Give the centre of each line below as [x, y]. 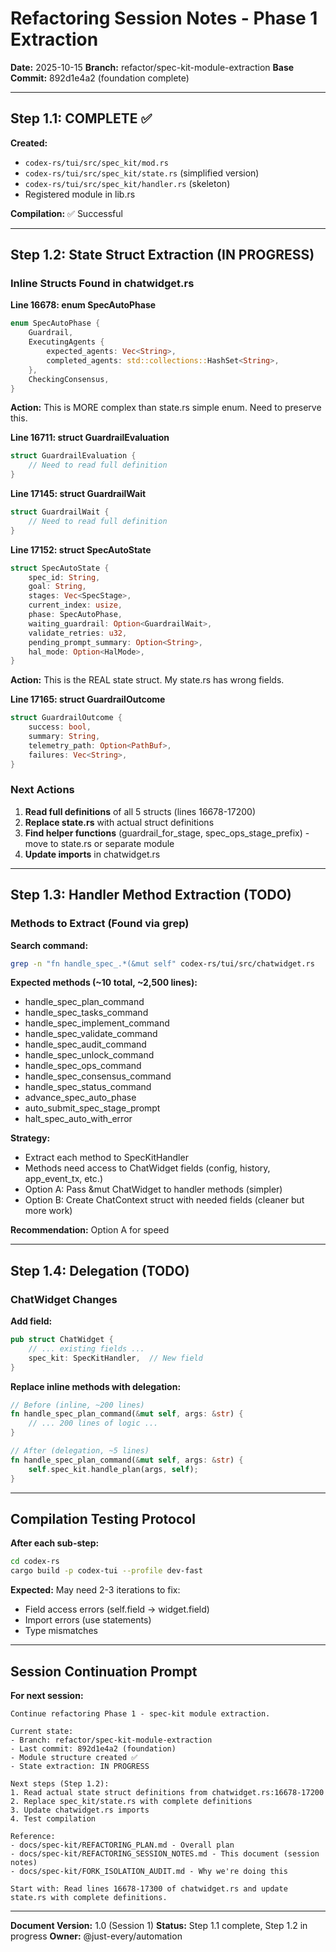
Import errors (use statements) [88, 1620]
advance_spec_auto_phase [80, 1098]
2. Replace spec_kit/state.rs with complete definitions [131, 1801]
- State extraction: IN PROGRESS [80, 1766]
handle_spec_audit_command [85, 1044]
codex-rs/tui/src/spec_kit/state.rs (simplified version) [142, 173]
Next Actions [42, 790]
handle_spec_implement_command [97, 1023]
